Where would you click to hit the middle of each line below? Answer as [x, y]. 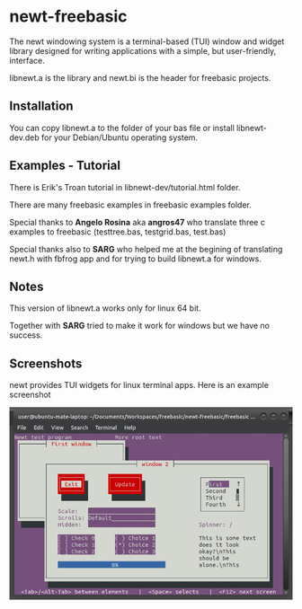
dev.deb [25, 137]
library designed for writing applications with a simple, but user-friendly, [143, 50]
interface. [27, 60]
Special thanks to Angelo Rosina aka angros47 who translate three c [137, 222]
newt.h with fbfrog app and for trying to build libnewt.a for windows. [136, 259]
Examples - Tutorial [65, 166]
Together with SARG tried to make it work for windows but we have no [140, 326]
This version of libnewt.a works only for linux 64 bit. [105, 308]
